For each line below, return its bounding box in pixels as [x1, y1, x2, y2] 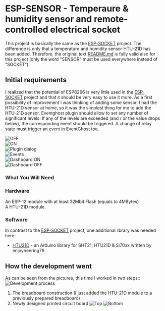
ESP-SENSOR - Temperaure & [5, 3, 129, 14]
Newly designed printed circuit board [12, 301, 88, 307]
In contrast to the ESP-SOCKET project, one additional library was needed [5, 227, 156, 233]
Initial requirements [5, 76, 67, 84]
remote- [94, 13, 128, 25]
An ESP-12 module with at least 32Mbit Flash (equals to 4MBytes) [5, 199, 139, 205]
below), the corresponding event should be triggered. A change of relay [5, 120, 152, 126]
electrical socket [50, 24, 120, 35]
